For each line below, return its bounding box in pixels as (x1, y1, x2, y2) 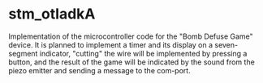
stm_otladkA (8, 5, 96, 23)
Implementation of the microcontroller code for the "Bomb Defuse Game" (8, 31, 253, 41)
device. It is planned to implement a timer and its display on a (8, 39, 213, 49)
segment (8, 48, 38, 58)
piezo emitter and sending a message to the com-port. (8, 65, 191, 75)
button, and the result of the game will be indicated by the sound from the (8, 57, 256, 67)
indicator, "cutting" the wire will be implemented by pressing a (39, 48, 248, 58)
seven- (214, 39, 238, 49)
